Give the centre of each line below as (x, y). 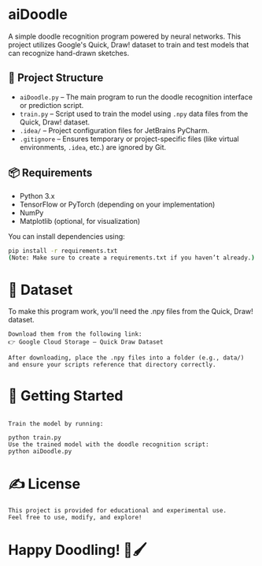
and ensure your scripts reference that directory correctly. (112, 365)
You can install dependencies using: (67, 236)
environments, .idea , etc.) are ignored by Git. (93, 147)
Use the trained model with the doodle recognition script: (109, 445)
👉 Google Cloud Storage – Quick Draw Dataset (86, 342)
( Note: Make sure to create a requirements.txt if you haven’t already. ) (132, 258)
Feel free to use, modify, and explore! (76, 518)
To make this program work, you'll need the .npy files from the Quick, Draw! (131, 311)
